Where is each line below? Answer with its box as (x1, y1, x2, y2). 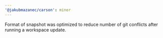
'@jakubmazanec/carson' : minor (5, 7, 71, 13)
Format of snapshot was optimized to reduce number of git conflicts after (5, 21, 158, 27)
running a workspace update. (5, 26, 67, 33)
